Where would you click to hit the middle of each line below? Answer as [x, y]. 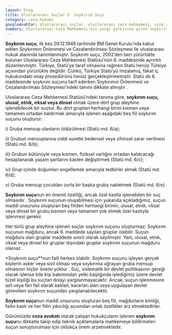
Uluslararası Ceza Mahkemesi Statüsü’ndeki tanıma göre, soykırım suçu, [82, 97]
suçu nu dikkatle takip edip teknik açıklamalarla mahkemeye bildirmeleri [81, 322]
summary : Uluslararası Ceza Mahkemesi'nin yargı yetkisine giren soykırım [87, 29]
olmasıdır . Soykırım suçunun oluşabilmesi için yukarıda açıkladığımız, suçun [86, 200]
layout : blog [19, 10]
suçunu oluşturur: [24, 119]
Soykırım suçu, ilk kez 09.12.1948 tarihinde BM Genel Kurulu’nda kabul [80, 44]
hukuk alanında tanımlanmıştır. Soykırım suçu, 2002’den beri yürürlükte [80, 55]
